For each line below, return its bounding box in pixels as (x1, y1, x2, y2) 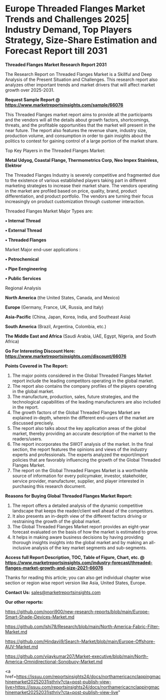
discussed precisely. (12, 420, 54, 426)
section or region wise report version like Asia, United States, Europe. (5, 579, 147, 586)
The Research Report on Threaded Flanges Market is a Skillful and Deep (5, 71, 152, 77)
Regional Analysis (5, 285, 41, 291)
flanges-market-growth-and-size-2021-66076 (5, 564, 104, 571)
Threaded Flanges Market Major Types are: (5, 208, 93, 214)
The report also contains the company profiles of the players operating (12, 383, 157, 389)
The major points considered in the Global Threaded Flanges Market (12, 372, 152, 378)
